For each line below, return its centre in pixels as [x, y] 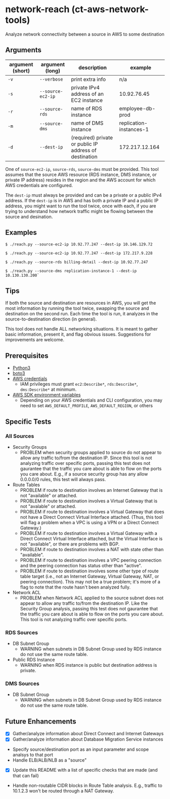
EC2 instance [87, 100]
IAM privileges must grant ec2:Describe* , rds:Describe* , [79, 384]
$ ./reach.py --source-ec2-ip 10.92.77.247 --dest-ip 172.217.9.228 [79, 253]
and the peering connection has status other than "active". [81, 565]
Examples [21, 232]
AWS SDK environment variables [47, 395]
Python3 [21, 368]
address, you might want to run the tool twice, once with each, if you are [81, 206]
